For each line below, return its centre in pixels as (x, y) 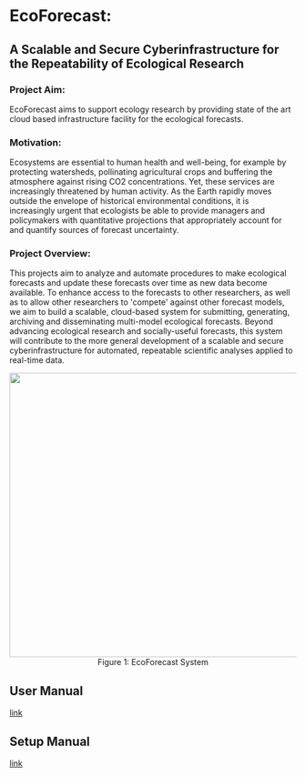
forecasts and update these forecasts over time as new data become (138, 283)
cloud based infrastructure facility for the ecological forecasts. (127, 118)
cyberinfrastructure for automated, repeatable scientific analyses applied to (151, 350)
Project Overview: (50, 254)
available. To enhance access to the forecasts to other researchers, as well (150, 293)
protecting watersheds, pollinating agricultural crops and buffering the (141, 172)
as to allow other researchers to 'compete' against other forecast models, (147, 302)
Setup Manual (50, 741)
